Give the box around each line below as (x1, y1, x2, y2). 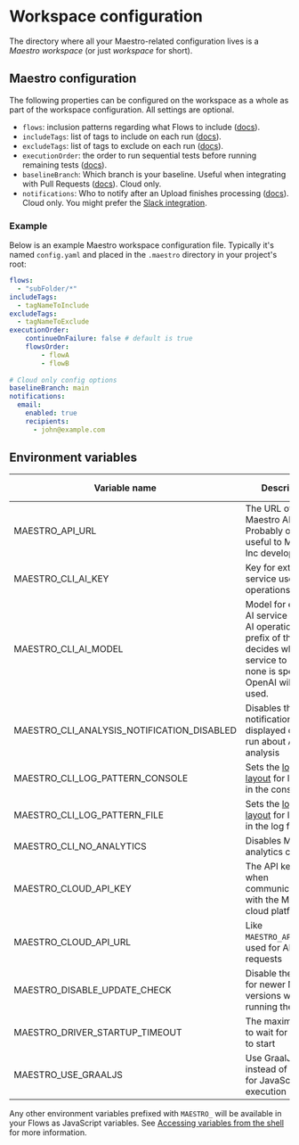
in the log (245, 820, 285, 833)
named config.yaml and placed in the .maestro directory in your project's (9, 250, 278, 260)
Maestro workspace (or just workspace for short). (9, 45, 193, 55)
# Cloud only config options (9, 375, 117, 384)
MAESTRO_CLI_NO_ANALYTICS (13, 840, 147, 853)
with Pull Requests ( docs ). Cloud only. (21, 178, 162, 189)
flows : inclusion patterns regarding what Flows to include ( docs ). (21, 121, 261, 132)
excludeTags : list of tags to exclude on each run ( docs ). (21, 140, 224, 151)
